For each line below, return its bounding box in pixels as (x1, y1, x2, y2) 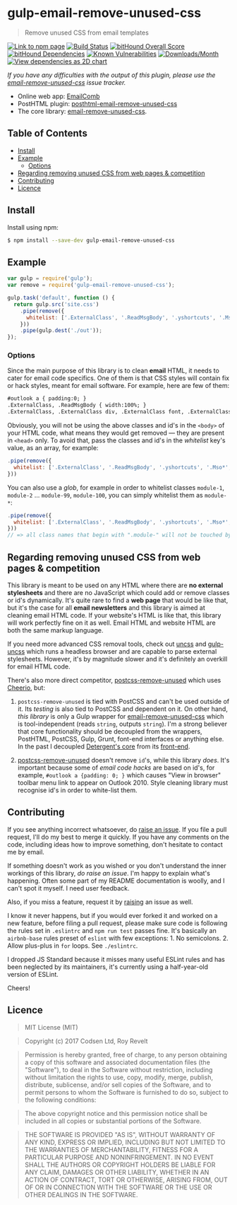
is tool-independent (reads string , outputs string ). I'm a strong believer (17, 719, 228, 728)
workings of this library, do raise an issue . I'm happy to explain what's (7, 869, 210, 877)
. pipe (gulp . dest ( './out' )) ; (20, 327, 102, 334)
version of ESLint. (7, 970, 59, 978)
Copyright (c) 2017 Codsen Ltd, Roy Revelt (24, 1037, 148, 1045)
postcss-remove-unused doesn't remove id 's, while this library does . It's (17, 756, 230, 764)
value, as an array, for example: (7, 444, 99, 452)
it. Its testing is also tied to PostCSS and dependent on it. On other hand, (17, 705, 228, 713)
